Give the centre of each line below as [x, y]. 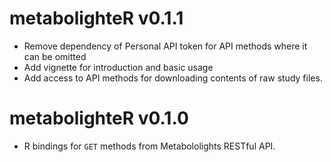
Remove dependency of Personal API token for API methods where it [165, 46]
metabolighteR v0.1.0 [99, 118]
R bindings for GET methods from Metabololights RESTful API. [149, 146]
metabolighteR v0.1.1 [96, 18]
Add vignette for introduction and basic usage [118, 67]
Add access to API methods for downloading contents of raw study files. [173, 78]
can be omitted [55, 56]
